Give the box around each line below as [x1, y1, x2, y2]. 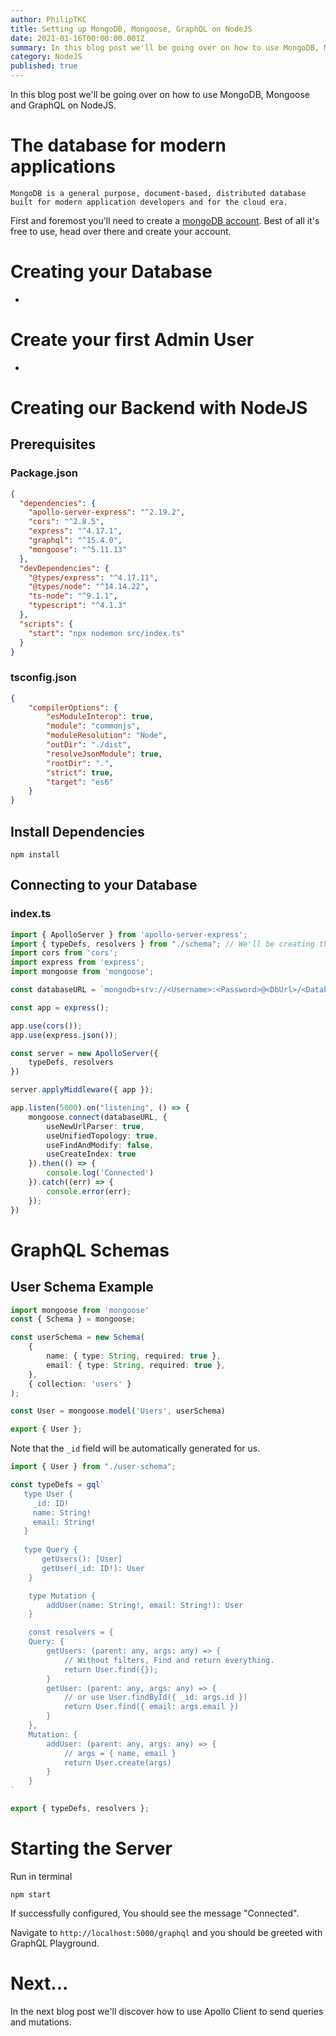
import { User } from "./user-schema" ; [10, 1462, 177, 1472]
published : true [10, 61, 78, 71]
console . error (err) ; [46, 1186, 132, 1196]
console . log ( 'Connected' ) [46, 1168, 155, 1178]
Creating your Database [10, 261, 213, 283]
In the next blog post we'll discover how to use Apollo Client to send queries [10, 2005, 324, 2017]
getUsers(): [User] [41, 1554, 123, 1565]
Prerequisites [10, 436, 96, 453]
